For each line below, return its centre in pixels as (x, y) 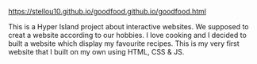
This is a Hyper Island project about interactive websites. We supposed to (128, 26)
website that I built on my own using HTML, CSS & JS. (96, 52)
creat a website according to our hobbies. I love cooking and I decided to (128, 35)
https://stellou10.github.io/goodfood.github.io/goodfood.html (107, 11)
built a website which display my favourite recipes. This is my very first (124, 43)
